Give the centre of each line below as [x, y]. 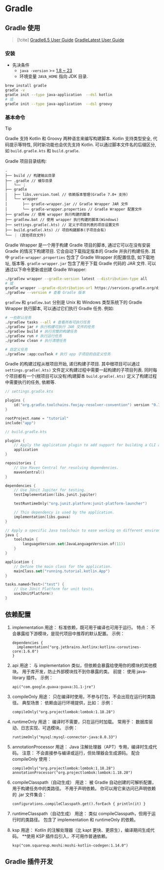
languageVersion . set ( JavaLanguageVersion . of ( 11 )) [74, 544]
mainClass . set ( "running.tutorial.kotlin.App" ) [62, 571]
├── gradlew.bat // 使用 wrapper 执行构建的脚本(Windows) [62, 219]
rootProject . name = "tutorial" [37, 418]
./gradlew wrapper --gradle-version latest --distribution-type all [76, 279]
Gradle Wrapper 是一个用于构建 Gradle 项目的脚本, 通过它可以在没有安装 [78, 245]
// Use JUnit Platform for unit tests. [54, 589]
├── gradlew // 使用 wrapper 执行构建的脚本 [48, 214]
